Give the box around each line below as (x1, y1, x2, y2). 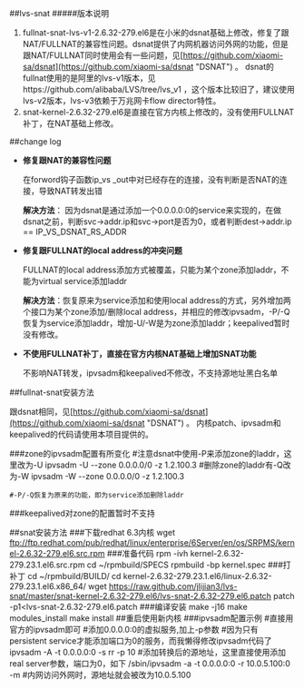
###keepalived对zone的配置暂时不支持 (9, 507, 156, 518)
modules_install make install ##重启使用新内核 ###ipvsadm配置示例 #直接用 (9, 613, 294, 624)
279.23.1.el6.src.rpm (9, 559, 85, 570)
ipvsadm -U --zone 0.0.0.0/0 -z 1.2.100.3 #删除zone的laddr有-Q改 (44, 459, 291, 470)
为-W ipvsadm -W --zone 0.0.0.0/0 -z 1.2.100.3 (9, 471, 184, 481)
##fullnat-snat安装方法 (9, 387, 94, 398)
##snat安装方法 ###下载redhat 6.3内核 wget (9, 527, 175, 537)
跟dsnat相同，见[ (9, 407, 74, 417)
